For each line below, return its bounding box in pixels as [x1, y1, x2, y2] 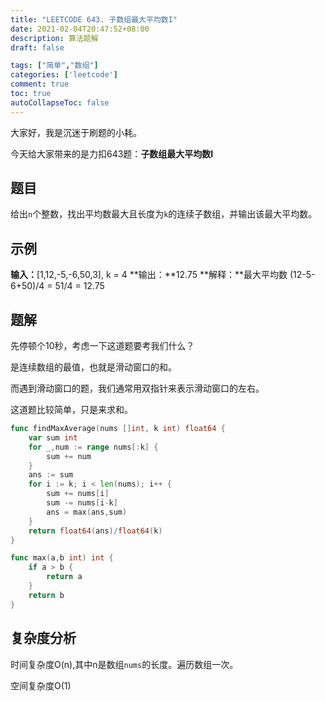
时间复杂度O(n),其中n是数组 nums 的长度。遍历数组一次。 [10, 658, 239, 670]
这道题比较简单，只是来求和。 [10, 404, 133, 416]
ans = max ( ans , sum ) [46, 507, 128, 517]
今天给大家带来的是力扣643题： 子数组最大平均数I [10, 147, 214, 160]
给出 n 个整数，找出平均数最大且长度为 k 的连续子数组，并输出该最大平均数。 [10, 208, 318, 220]
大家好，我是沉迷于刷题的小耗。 [10, 126, 142, 138]
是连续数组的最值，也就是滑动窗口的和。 [10, 361, 177, 373]
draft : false [10, 42, 65, 53]
